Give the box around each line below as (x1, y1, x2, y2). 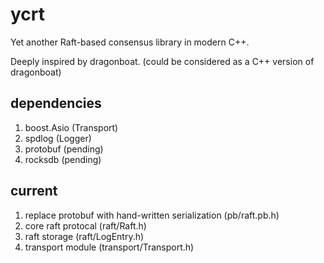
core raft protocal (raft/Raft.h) (24, 219, 147, 232)
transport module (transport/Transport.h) (24, 241, 195, 253)
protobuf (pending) (24, 143, 104, 155)
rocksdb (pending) (24, 153, 102, 165)
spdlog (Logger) (24, 132, 92, 144)
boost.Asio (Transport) (24, 121, 119, 133)
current (10, 183, 58, 200)
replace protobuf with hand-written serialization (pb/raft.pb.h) (24, 209, 280, 221)
